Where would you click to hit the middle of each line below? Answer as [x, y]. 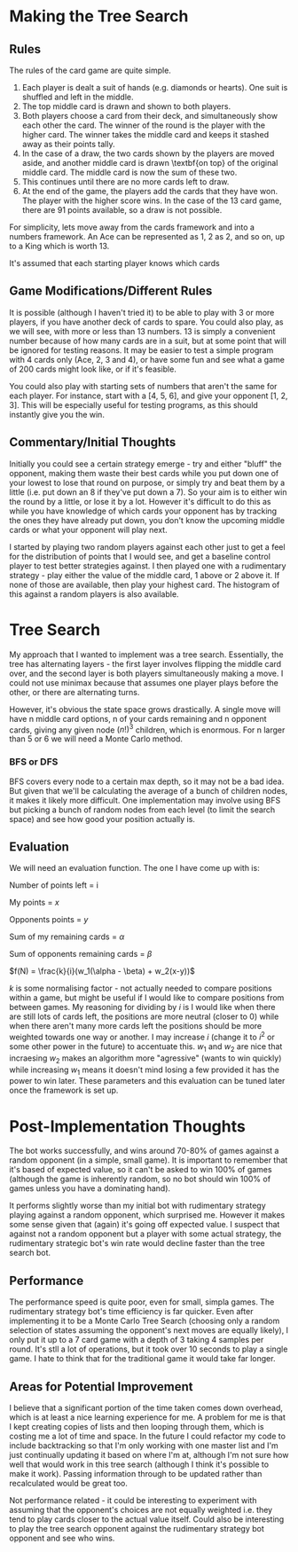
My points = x [34, 903]
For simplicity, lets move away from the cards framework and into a [132, 227]
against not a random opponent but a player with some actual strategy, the [145, 1234]
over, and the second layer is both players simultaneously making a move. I [146, 673]
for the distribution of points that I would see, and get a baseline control [140, 556]
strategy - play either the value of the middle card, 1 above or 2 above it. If [145, 575]
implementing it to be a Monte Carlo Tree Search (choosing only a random [145, 1321]
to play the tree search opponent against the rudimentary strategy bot [137, 1528]
